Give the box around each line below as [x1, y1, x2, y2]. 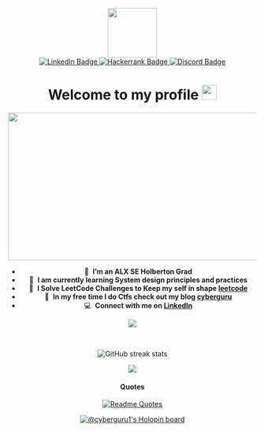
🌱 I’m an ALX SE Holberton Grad [84, 266, 193, 276]
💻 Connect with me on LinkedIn [84, 300, 193, 310]
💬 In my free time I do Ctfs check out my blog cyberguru [44, 292, 232, 301]
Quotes [120, 382, 145, 391]
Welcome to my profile [47, 86, 199, 104]
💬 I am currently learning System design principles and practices [28, 275, 248, 285]
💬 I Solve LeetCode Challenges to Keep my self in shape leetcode [28, 283, 248, 292]
